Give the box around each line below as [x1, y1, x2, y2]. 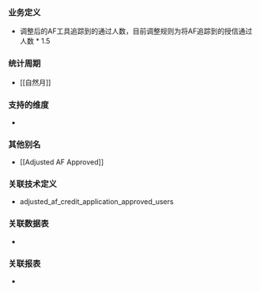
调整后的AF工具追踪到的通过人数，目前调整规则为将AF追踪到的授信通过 [19, 26, 253, 36]
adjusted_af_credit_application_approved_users [19, 197, 174, 206]
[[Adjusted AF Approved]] [19, 157, 104, 167]
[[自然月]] [19, 77, 51, 87]
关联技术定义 [8, 179, 58, 190]
